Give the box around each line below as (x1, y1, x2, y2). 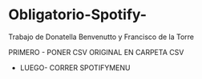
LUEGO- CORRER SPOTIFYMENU (19, 62, 131, 73)
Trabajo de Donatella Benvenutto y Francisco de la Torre (8, 32, 195, 41)
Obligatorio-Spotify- (8, 6, 147, 24)
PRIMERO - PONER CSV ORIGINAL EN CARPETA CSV (8, 47, 184, 57)
